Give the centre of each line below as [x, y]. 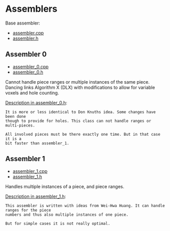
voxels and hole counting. [32, 93]
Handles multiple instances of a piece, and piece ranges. [65, 186]
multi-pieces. [20, 125]
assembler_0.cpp [31, 66]
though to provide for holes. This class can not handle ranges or [78, 121]
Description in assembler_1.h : [36, 196]
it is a [13, 139]
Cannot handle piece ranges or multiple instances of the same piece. [78, 82]
